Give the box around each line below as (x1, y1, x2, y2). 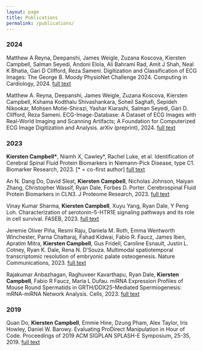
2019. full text (6, 338, 41, 346)
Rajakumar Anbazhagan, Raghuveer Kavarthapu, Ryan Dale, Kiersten (6, 271, 179, 278)
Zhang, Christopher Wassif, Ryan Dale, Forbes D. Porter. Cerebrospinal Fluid (6, 183, 196, 191)
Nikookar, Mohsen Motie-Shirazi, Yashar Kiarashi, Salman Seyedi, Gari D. (6, 104, 188, 112)
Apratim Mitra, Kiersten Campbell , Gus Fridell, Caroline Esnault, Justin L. (6, 239, 189, 247)
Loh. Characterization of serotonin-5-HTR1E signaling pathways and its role (6, 208, 195, 216)
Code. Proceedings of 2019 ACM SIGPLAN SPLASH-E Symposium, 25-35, (6, 332, 191, 339)
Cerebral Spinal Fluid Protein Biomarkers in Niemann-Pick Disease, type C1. (6, 159, 195, 166)
